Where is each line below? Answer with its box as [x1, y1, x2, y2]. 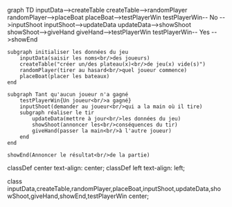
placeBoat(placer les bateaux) [19, 73, 110, 80]
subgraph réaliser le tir [19, 109, 95, 116]
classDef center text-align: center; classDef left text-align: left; [7, 164, 186, 172]
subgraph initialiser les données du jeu [7, 48, 129, 55]
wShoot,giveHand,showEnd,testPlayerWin [7, 192, 127, 200]
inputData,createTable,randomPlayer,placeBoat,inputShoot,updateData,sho [7, 185, 222, 192]
